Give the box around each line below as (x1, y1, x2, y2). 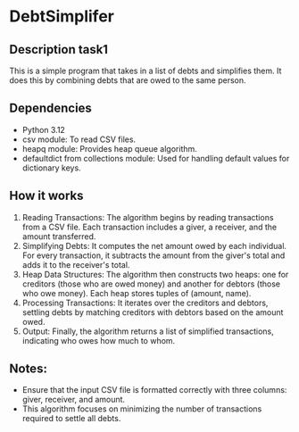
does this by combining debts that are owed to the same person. (9, 75, 246, 86)
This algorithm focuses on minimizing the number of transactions (21, 403, 262, 414)
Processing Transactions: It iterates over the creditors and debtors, (21, 297, 269, 308)
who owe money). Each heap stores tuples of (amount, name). (21, 287, 252, 298)
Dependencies (9, 101, 92, 116)
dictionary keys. (21, 162, 82, 173)
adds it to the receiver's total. (21, 259, 130, 270)
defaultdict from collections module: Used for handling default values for (21, 153, 290, 163)
